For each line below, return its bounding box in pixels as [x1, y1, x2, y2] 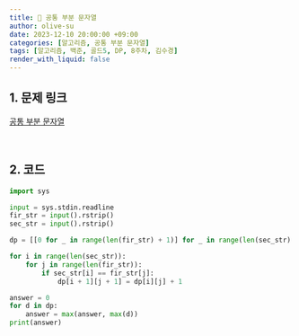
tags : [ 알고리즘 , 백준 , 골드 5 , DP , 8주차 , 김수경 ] [9, 47, 178, 56]
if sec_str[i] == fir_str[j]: [41, 269, 154, 278]
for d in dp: [9, 302, 58, 311]
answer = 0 [9, 293, 50, 302]
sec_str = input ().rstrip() [9, 219, 115, 229]
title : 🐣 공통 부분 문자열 [9, 13, 97, 22]
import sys [9, 186, 50, 196]
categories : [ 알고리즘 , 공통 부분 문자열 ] [9, 38, 150, 48]
